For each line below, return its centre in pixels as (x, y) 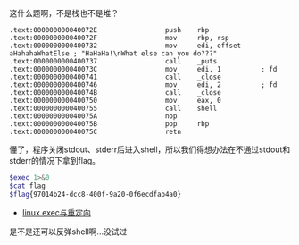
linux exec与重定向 (57, 212)
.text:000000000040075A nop (93, 116)
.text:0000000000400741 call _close (115, 77)
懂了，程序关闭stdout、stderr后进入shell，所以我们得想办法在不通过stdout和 (150, 149)
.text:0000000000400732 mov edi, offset (125, 46)
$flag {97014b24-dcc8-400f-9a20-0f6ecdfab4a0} (95, 194)
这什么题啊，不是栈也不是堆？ (64, 13)
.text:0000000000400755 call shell (113, 108)
